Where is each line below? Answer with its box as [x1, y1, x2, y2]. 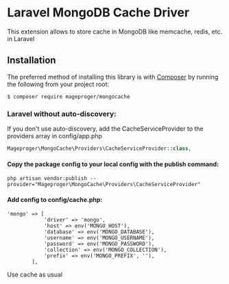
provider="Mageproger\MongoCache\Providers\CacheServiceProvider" [7, 181, 201, 188]
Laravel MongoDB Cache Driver [7, 5, 190, 21]
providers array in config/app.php [7, 132, 103, 140]
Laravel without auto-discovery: [7, 109, 117, 118]
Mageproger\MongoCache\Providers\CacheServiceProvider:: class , [7, 145, 192, 152]
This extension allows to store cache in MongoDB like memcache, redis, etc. [7, 27, 223, 36]
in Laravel [7, 34, 35, 42]
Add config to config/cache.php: [7, 195, 103, 203]
